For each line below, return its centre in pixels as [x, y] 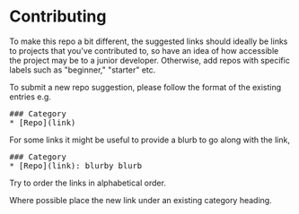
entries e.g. [31, 97]
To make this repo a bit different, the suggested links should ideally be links [149, 41]
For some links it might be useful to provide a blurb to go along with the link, [149, 140]
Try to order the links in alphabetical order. [88, 183]
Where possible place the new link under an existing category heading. [141, 200]
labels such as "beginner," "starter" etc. [83, 70]
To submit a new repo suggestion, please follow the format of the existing [145, 87]
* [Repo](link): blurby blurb [76, 166]
